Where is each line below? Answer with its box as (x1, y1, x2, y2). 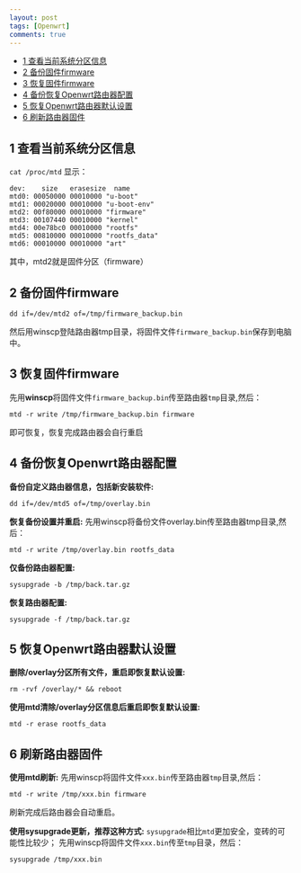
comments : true (9, 30, 66, 39)
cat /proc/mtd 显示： (9, 166, 88, 177)
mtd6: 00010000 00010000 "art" (9, 239, 127, 248)
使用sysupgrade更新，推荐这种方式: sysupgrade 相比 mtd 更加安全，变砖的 (9, 826, 278, 837)
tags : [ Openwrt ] (9, 22, 70, 31)
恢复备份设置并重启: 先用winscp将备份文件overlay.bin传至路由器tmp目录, (9, 516, 279, 527)
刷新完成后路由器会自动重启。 (9, 806, 120, 818)
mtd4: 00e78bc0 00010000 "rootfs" (9, 224, 139, 233)
